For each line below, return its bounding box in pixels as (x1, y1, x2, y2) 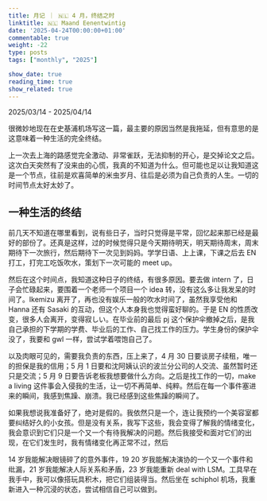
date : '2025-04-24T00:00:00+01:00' (8, 26, 126, 34)
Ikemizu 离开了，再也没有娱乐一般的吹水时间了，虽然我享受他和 (29, 295, 238, 305)
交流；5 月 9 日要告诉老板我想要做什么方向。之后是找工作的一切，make (21, 371, 257, 381)
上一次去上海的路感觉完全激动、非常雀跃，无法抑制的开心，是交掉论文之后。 (8, 150, 259, 160)
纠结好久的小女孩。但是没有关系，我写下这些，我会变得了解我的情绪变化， (14, 418, 259, 428)
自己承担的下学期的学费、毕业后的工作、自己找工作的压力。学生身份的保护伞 (8, 324, 259, 334)
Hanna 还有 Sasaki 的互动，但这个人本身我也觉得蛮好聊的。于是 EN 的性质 (8, 305, 252, 314)
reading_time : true (8, 77, 73, 86)
